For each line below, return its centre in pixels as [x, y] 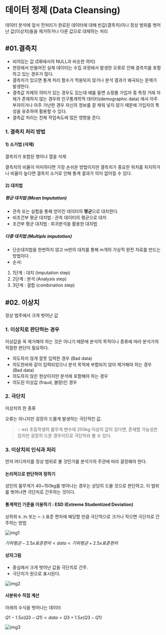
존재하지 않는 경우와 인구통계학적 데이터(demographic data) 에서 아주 [90, 99]
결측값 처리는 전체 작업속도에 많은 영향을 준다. [57, 117]
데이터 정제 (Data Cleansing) [63, 10]
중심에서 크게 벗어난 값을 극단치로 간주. [50, 567]
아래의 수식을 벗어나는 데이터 [33, 607]
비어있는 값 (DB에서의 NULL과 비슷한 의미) [54, 61]
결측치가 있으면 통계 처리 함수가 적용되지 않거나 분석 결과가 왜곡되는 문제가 [85, 80]
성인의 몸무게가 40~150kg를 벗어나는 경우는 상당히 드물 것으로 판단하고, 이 [78, 486]
